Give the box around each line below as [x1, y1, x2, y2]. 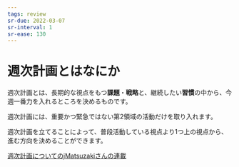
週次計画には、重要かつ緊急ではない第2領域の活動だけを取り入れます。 [7, 112, 218, 121]
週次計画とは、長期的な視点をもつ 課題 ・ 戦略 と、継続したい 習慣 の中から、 [7, 88, 226, 97]
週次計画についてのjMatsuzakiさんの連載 [7, 151, 127, 161]
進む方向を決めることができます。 [7, 136, 107, 145]
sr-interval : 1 [7, 24, 53, 31]
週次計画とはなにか [7, 64, 121, 79]
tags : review [7, 10, 46, 18]
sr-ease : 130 [7, 30, 46, 38]
